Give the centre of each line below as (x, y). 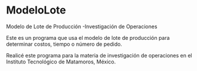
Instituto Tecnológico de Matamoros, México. (61, 62)
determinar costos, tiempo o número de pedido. (64, 44)
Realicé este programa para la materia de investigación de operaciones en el (99, 55)
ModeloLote (36, 10)
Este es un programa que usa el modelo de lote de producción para (88, 38)
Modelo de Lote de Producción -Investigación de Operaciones (82, 26)
